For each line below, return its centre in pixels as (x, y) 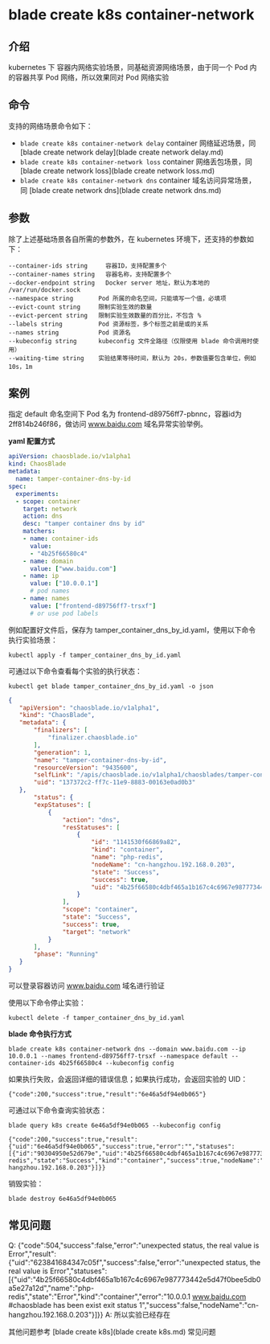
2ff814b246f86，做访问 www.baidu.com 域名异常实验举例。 (108, 424)
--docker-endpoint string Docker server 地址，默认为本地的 (109, 283)
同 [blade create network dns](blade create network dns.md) (121, 190)
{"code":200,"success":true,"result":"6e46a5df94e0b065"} (107, 1095)
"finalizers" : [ (61, 730)
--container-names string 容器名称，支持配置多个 (90, 274)
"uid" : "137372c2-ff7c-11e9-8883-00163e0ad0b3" (115, 783)
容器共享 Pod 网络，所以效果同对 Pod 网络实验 (92, 77)
